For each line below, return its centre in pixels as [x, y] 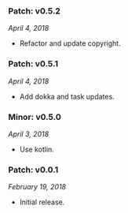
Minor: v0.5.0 [35, 117]
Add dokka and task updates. [67, 96]
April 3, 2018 [29, 134]
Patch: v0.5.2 [35, 11]
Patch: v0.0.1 [33, 170]
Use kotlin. [37, 149]
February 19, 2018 [37, 187]
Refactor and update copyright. [70, 43]
